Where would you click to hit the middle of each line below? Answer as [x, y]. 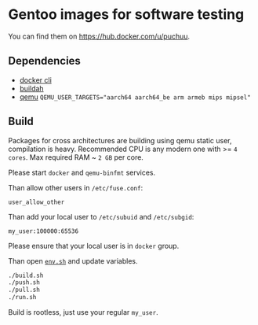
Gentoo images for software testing [126, 15]
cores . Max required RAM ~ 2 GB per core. [76, 157]
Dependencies [44, 61]
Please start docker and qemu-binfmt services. [82, 172]
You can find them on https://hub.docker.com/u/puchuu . [99, 36]
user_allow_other [36, 202]
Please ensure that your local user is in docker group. [94, 246]
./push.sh [24, 283]
